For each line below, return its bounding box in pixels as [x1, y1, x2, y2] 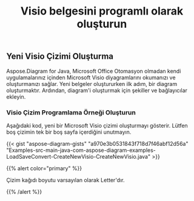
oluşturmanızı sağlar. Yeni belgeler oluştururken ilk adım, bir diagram [6, 80, 178, 87]
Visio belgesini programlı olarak [20, 4, 184, 18]
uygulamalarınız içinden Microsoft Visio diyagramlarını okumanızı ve [6, 74, 176, 81]
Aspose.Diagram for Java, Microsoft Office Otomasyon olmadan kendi [6, 67, 181, 74]
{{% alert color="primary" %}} [6, 165, 82, 172]
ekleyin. [6, 93, 26, 100]
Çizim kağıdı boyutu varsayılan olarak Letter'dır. [6, 176, 125, 183]
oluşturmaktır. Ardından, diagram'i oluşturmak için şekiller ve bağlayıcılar [6, 87, 188, 94]
